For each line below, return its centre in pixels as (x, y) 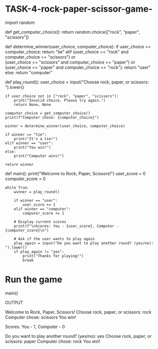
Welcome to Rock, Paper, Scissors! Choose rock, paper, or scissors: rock (78, 312)
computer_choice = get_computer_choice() (48, 113)
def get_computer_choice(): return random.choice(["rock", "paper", (73, 32)
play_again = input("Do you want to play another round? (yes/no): (84, 243)
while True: (17, 187)
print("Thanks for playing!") (53, 256)
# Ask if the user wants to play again (54, 239)
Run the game (34, 280)
